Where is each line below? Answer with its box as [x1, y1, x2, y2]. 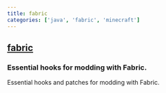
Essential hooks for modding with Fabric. [7, 63, 147, 72]
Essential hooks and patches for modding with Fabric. [7, 79, 160, 87]
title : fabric [7, 10, 48, 17]
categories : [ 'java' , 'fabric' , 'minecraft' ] [7, 17, 140, 23]
